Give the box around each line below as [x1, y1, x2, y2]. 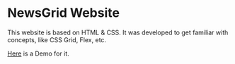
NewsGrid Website [7, 5, 120, 21]
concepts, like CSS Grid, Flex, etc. [7, 35, 107, 44]
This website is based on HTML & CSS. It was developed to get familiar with [7, 28, 229, 37]
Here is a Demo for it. [7, 49, 69, 58]
